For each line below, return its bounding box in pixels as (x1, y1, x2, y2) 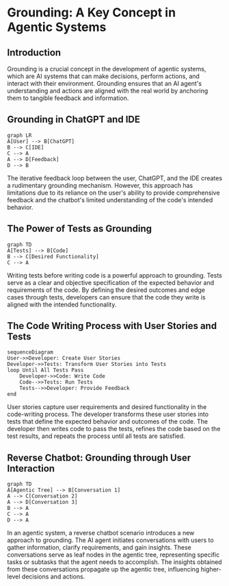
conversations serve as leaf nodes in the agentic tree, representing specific (7, 550, 220, 559)
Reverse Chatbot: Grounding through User (7, 452, 191, 463)
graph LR (7, 132, 32, 138)
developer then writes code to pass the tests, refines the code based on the (7, 425, 221, 433)
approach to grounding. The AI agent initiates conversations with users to (7, 536, 214, 544)
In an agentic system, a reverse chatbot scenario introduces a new (7, 529, 195, 537)
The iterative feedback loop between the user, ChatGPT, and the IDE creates (7, 173, 223, 182)
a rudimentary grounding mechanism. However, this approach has (7, 181, 193, 189)
